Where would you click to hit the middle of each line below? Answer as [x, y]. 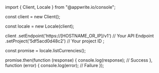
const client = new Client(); [33, 17]
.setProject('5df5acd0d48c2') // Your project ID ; [55, 41]
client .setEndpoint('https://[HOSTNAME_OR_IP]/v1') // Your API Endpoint [79, 36]
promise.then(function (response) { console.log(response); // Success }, [79, 60]
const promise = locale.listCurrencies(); [45, 51]
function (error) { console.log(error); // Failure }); [54, 65]
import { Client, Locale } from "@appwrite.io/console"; [60, 7]
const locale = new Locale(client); [40, 26]
